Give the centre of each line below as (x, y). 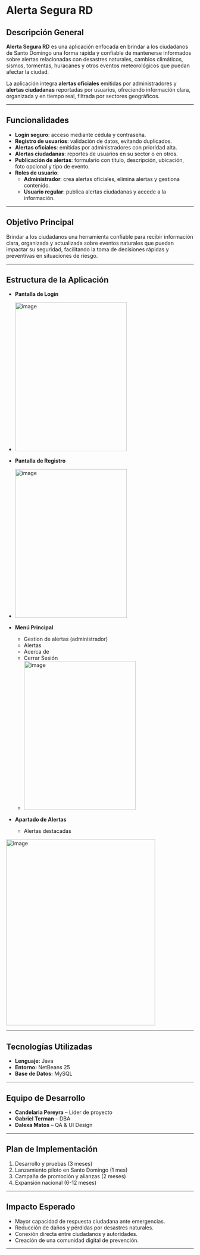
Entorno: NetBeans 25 (42, 1067)
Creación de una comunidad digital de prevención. (76, 1240)
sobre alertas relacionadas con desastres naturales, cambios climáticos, (95, 59)
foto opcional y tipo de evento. (52, 166)
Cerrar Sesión (41, 658)
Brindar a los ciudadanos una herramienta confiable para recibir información (100, 236)
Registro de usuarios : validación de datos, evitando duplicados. (93, 141)
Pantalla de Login (37, 294)
